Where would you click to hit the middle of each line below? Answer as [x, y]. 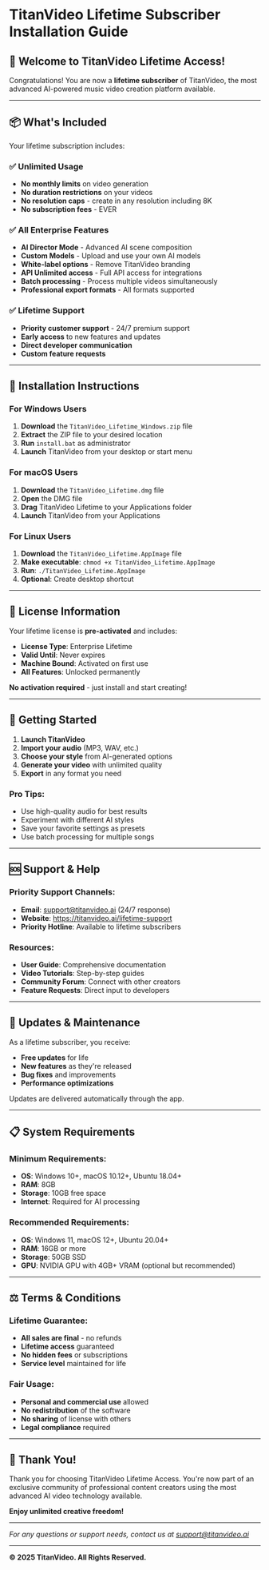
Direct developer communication [76, 345]
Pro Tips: [27, 794]
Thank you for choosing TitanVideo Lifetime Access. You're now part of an [132, 1479]
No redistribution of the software [75, 1410]
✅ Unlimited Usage [46, 166]
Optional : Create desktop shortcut [77, 579]
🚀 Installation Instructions [74, 387]
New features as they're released [76, 1066]
